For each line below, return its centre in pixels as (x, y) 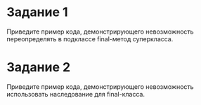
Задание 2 (39, 68)
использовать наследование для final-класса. (76, 94)
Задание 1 (37, 12)
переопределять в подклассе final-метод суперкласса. (90, 38)
